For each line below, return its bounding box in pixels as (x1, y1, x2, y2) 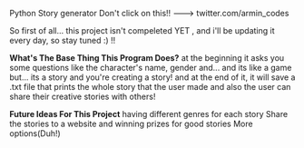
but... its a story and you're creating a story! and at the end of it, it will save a (9, 72, 296, 83)
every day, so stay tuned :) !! (9, 35, 116, 45)
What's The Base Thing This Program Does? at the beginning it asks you (9, 53, 285, 63)
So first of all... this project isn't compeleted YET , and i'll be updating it (9, 25, 275, 35)
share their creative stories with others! (9, 91, 156, 102)
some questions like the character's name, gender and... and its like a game (9, 63, 292, 73)
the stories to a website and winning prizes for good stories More (9, 118, 253, 129)
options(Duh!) (9, 128, 61, 139)
